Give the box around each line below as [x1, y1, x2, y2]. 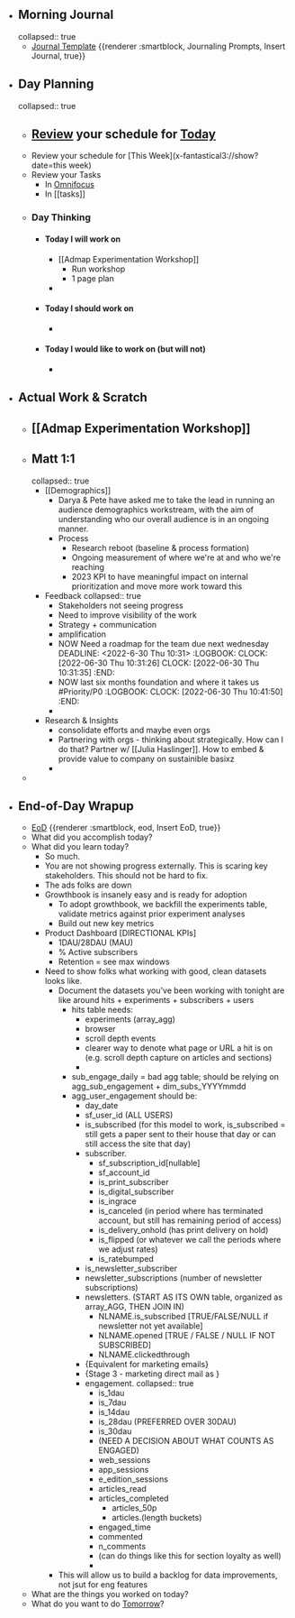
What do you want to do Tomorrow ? [31, 1598, 165, 1609]
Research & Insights [44, 714, 119, 725]
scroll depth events [85, 1033, 156, 1044]
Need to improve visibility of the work [58, 609, 198, 621]
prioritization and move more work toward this [71, 581, 243, 592]
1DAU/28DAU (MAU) [58, 937, 133, 948]
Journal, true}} [31, 50, 86, 61]
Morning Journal [17, 7, 114, 23]
